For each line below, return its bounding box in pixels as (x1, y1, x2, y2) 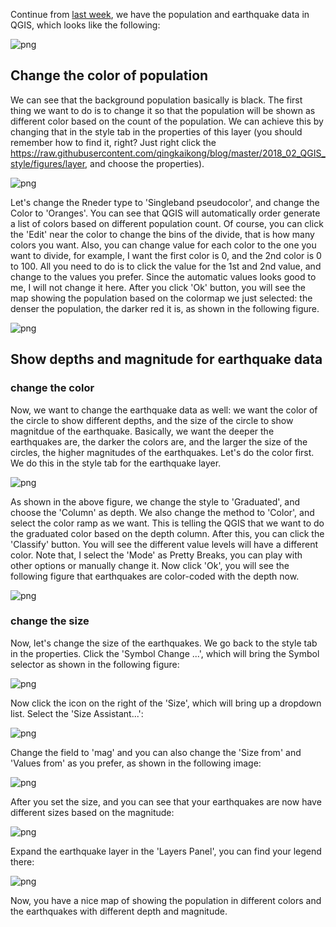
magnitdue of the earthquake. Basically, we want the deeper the (10, 425, 275, 437)
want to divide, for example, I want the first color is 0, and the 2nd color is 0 (10, 249, 322, 261)
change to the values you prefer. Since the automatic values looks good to (10, 270, 317, 283)
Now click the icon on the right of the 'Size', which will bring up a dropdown (10, 697, 322, 709)
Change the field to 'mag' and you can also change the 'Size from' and (10, 746, 302, 758)
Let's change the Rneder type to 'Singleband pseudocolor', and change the (10, 196, 320, 208)
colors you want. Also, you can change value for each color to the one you (10, 239, 317, 251)
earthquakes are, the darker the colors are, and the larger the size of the (10, 435, 308, 448)
